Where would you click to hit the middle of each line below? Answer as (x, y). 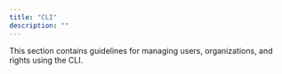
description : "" (39, 26)
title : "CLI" (33, 17)
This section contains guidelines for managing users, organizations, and (141, 50)
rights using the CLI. (46, 60)
